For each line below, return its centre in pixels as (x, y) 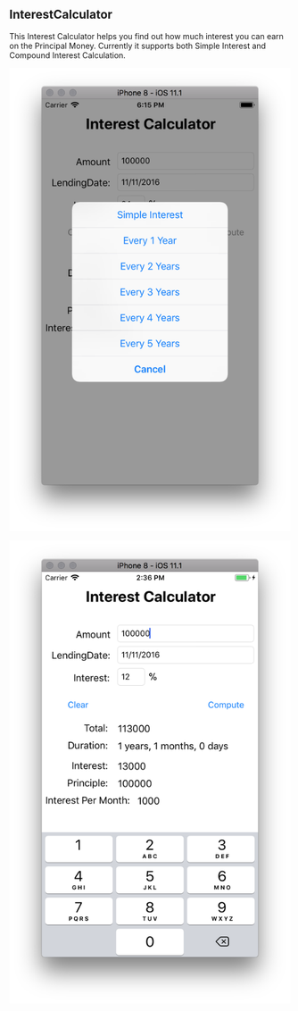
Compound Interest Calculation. (68, 55)
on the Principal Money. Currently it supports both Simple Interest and (137, 46)
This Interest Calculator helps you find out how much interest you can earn (146, 36)
